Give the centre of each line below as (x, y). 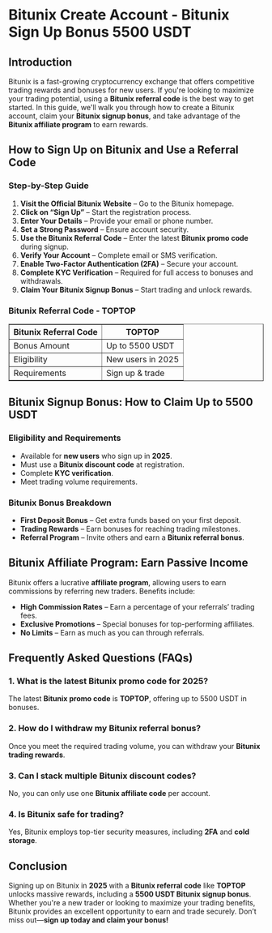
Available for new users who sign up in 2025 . (96, 456)
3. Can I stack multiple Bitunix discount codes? (102, 776)
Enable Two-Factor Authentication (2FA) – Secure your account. (129, 263)
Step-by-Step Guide (49, 186)
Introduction (40, 62)
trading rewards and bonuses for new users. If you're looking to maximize (131, 90)
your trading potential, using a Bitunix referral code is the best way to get (131, 98)
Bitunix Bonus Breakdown (60, 503)
